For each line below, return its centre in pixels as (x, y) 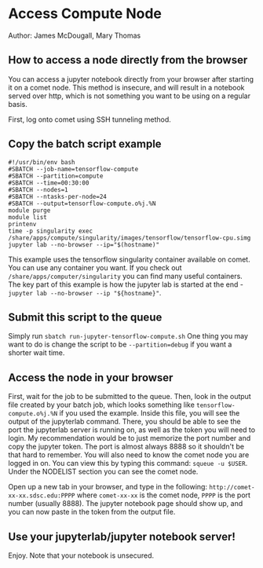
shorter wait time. (37, 353)
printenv (22, 224)
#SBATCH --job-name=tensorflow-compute (73, 169)
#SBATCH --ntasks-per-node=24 (58, 196)
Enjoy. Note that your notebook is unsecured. (81, 555)
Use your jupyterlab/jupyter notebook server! (122, 536)
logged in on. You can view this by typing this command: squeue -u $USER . (128, 464)
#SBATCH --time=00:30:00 (49, 183)
